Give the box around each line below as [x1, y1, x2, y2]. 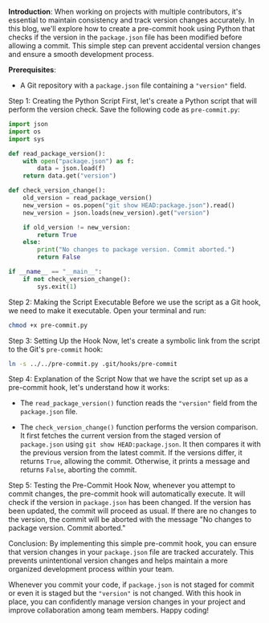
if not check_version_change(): [22, 275, 131, 283]
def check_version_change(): [8, 186, 106, 195]
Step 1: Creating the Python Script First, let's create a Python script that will [8, 96, 257, 105]
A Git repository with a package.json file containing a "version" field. [19, 80, 247, 90]
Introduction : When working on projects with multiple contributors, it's [8, 7, 243, 16]
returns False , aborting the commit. [19, 465, 137, 474]
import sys [8, 135, 45, 143]
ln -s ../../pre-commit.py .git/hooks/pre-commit [8, 360, 178, 368]
